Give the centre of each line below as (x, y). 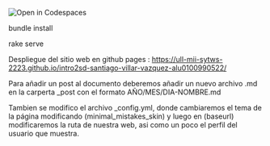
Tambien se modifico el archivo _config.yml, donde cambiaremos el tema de (135, 108)
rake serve (26, 44)
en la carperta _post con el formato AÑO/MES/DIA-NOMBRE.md (115, 92)
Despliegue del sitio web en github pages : (79, 59)
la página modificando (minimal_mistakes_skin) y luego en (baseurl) (121, 116)
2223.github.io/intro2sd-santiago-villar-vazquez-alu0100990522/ (118, 68)
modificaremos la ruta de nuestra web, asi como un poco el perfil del (123, 125)
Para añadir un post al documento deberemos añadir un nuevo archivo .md (133, 83)
